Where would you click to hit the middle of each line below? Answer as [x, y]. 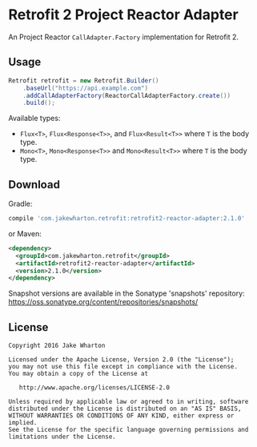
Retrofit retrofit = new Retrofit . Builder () [84, 81]
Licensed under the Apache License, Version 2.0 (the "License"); [121, 360]
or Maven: [25, 233]
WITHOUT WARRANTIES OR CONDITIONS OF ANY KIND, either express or [121, 416]
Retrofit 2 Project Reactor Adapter [123, 15]
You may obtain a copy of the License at [78, 374]
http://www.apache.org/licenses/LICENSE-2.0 [94, 388]
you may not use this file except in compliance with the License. [123, 367]
